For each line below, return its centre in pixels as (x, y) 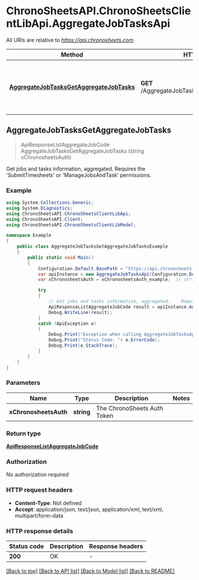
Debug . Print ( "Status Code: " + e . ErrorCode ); (104, 340)
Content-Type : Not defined (48, 503)
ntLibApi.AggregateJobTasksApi (88, 23)
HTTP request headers (39, 490)
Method (72, 55)
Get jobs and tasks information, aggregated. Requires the (76, 169)
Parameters (23, 383)
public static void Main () (61, 257)
